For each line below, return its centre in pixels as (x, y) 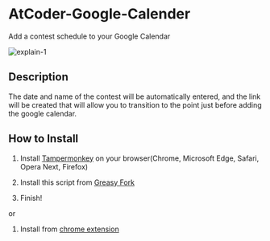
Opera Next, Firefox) (54, 166)
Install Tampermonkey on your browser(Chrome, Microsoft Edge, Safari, (139, 158)
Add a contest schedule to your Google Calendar (89, 36)
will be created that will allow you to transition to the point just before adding (135, 104)
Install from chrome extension (69, 229)
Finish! (31, 198)
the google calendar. (43, 113)
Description (38, 77)
